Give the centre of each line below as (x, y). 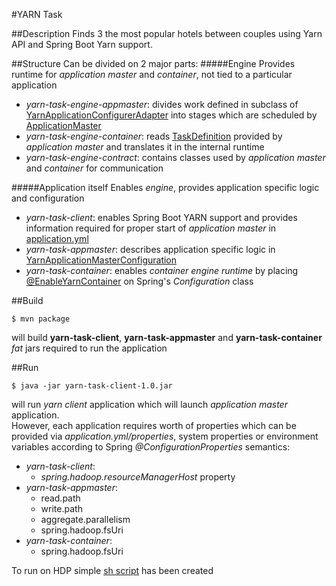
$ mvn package (41, 319)
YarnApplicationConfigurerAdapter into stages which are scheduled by (171, 115)
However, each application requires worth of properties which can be (154, 425)
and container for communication (94, 168)
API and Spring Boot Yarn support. (82, 44)
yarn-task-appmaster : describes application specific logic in (150, 249)
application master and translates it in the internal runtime (145, 147)
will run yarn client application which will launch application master (149, 404)
